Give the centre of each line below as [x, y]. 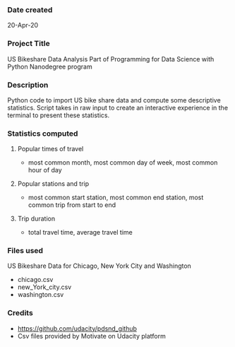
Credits [20, 313]
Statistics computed [43, 134]
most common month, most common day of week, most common [123, 163]
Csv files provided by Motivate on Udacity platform [91, 336]
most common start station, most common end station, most [116, 198]
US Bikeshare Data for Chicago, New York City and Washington [100, 266]
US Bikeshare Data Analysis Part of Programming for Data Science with [111, 59]
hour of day [45, 170]
